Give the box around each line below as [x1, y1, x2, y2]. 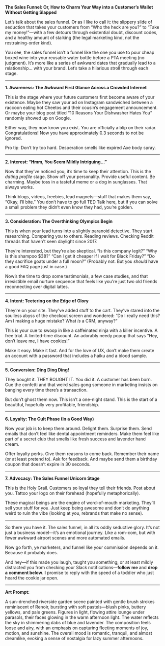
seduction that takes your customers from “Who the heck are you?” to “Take [5, 24, 160, 30]
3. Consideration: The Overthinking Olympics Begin [5, 218, 113, 224]
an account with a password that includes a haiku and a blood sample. [5, 353, 147, 359]
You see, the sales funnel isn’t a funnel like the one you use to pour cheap [5, 49, 155, 55]
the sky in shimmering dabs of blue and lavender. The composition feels [5, 620, 151, 625]
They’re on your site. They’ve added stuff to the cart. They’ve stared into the [5, 308, 160, 313]
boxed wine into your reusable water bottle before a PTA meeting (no [5, 55, 145, 61]
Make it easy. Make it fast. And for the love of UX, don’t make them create [5, 348, 155, 353]
